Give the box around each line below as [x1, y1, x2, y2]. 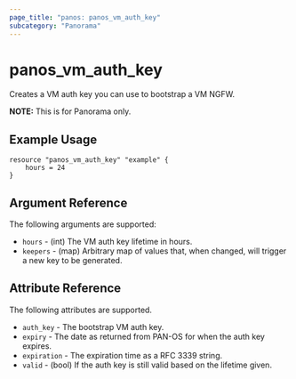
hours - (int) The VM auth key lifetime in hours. [21, 237, 193, 247]
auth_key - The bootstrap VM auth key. [21, 321, 164, 332]
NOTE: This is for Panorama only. [9, 106, 132, 117]
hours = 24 [25, 164, 66, 173]
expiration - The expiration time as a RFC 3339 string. [21, 350, 223, 360]
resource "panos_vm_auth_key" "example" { [9, 156, 169, 165]
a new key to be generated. [21, 255, 123, 266]
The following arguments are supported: [9, 219, 157, 230]
